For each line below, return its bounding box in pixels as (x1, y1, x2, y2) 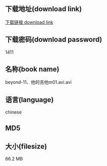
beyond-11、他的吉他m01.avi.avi (5, 79, 72, 85)
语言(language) (5, 95, 54, 104)
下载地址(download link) (5, 5, 82, 14)
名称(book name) (5, 65, 60, 74)
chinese (5, 109, 22, 115)
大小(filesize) (5, 142, 47, 151)
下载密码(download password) (5, 35, 102, 44)
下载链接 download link (5, 19, 54, 25)
